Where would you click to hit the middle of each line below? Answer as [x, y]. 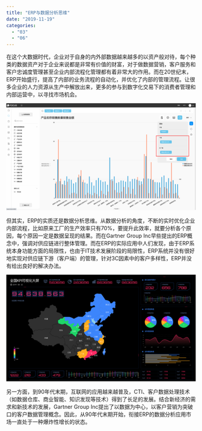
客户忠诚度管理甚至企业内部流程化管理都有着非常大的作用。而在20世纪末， [99, 72]
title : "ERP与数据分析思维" [38, 13]
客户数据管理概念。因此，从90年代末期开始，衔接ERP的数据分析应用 [101, 414]
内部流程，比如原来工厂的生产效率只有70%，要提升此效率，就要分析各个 [96, 228]
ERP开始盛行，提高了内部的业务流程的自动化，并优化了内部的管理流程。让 [98, 80]
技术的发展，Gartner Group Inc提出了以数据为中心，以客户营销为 [102, 407]
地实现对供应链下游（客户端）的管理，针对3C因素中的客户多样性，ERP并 [96, 258]
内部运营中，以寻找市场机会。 [43, 95]
